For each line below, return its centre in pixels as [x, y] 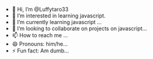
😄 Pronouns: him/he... [40, 44]
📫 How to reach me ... [40, 35]
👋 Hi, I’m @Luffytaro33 [40, 9]
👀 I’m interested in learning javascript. [59, 16]
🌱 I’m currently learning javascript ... [57, 22]
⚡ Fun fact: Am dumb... [40, 51]
